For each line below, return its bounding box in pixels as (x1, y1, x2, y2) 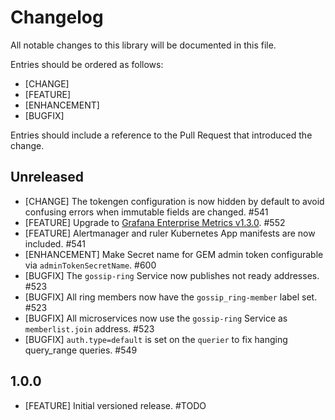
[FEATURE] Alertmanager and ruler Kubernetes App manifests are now (24, 227, 316, 239)
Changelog (10, 6, 104, 29)
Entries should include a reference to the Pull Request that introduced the (10, 129, 313, 141)
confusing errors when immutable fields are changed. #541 (24, 206, 269, 218)
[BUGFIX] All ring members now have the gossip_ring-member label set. (24, 291, 318, 303)
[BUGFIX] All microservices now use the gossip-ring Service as (24, 312, 288, 324)
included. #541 (24, 237, 87, 250)
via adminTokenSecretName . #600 (24, 259, 157, 271)
